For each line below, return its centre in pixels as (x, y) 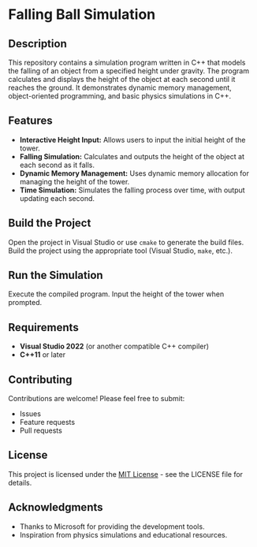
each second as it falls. (57, 165)
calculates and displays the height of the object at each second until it (122, 79)
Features (30, 121)
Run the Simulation (56, 275)
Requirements (43, 327)
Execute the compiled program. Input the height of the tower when (116, 294)
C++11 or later (42, 355)
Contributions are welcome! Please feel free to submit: (97, 399)
